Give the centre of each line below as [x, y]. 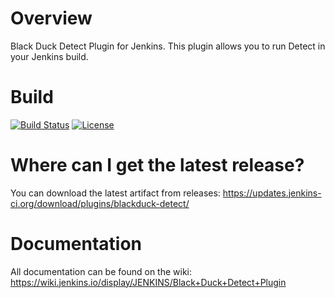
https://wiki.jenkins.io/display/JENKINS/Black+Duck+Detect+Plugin [148, 282]
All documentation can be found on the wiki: [101, 271]
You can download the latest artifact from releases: [115, 193]
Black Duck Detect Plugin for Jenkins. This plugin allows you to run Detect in [168, 46]
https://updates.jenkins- [272, 193]
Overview [51, 18]
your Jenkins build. [49, 56]
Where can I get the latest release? [157, 165]
